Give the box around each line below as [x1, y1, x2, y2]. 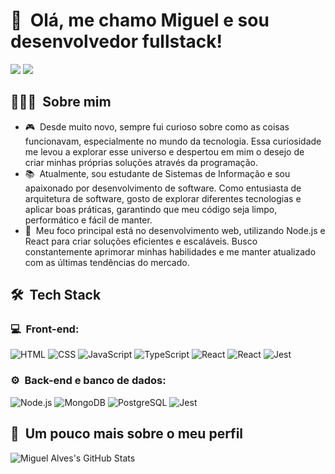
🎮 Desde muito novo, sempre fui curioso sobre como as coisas [24, 120, 290, 133]
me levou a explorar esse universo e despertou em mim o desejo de [24, 145, 305, 158]
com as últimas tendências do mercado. [24, 256, 190, 268]
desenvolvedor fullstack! [10, 30, 223, 53]
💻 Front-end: [10, 322, 80, 336]
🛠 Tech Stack [10, 287, 102, 304]
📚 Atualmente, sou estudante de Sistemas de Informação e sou [24, 167, 291, 179]
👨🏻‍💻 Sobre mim [10, 94, 112, 111]
